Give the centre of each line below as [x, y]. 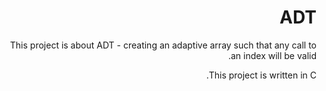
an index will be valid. [272, 55]
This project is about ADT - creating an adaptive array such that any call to [163, 45]
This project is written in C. [261, 75]
